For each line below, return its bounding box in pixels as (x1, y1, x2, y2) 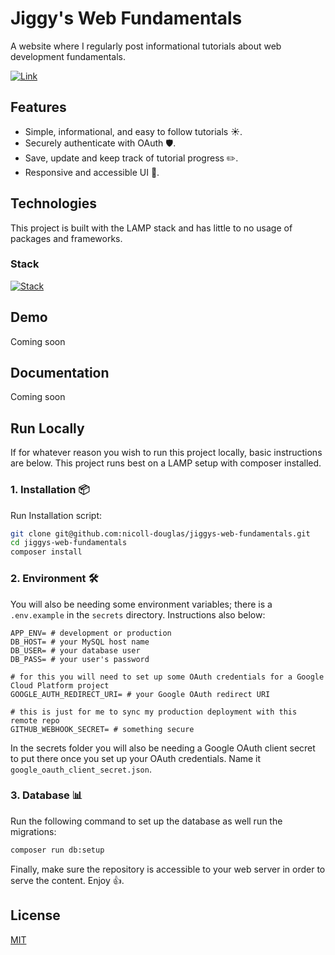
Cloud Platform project (10, 680, 110, 691)
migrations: (10, 825, 57, 837)
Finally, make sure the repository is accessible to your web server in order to (10, 863, 326, 875)
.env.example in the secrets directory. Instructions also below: (10, 608, 266, 621)
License (10, 907, 61, 924)
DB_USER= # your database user (10, 645, 141, 656)
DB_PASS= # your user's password (10, 654, 150, 664)
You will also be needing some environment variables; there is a (10, 598, 273, 610)
